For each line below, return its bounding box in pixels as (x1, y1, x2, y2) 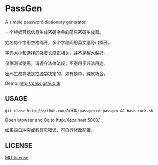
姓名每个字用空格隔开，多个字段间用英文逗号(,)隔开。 (5, 40, 113, 45)
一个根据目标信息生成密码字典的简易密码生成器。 (5, 29, 104, 35)
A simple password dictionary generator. (5, 19, 87, 25)
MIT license (5, 154, 29, 160)
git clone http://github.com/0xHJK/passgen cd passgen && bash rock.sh (5, 108, 153, 113)
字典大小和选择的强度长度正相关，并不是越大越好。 (5, 50, 108, 56)
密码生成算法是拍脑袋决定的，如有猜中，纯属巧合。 (5, 70, 108, 76)
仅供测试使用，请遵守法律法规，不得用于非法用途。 (5, 60, 108, 66)
